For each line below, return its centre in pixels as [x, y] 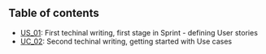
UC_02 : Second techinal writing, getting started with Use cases [126, 41]
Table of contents [54, 13]
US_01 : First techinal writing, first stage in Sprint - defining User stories [139, 32]
